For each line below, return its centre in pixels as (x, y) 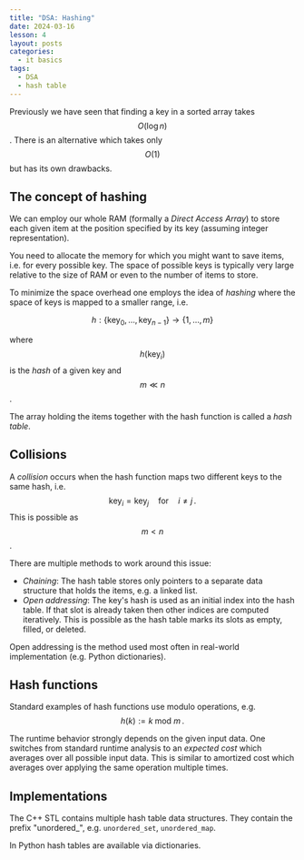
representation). (39, 238)
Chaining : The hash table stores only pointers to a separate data (142, 581)
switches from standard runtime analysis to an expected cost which (136, 748)
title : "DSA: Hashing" (52, 18)
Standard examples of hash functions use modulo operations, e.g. (132, 707)
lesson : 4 (28, 35)
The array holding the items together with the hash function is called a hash (151, 417)
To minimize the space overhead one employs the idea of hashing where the (153, 293)
